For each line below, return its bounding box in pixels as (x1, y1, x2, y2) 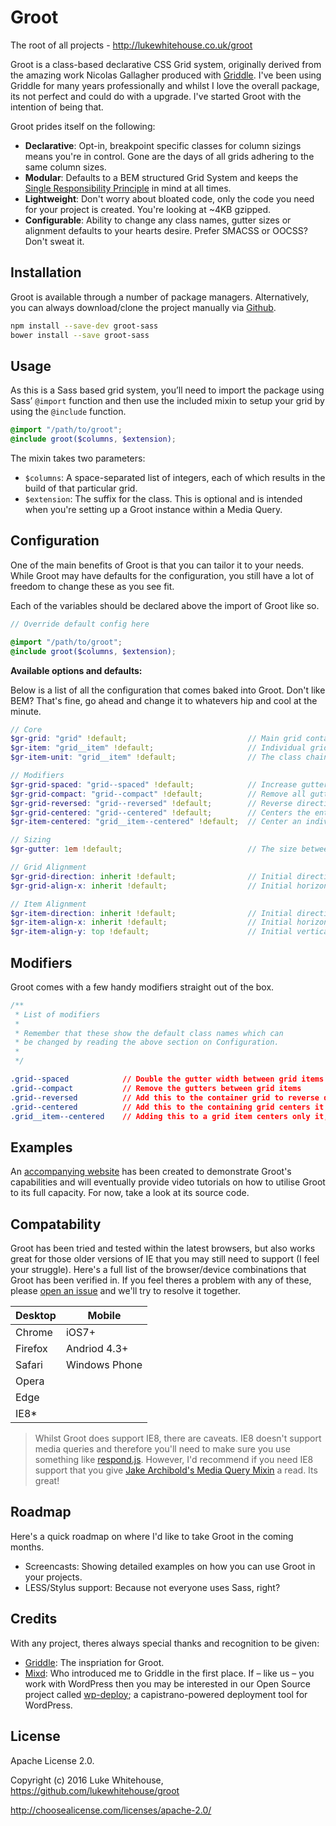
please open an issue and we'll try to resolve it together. (10, 1285, 242, 1297)
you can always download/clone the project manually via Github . (10, 301, 277, 313)
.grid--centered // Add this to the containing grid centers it (10, 1102, 325, 1112)
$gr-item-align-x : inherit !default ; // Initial (10, 917, 293, 928)
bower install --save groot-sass (10, 330, 150, 340)
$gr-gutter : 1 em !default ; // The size (10, 844, 298, 855)
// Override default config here (10, 619, 150, 629)
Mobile (87, 1309, 122, 1323)
